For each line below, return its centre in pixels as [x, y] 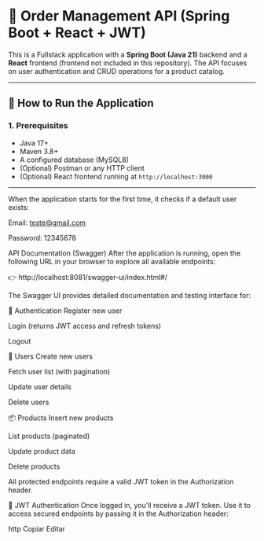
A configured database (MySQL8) [74, 160]
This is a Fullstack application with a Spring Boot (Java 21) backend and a [128, 54]
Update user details [40, 386]
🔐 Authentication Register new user [65, 311]
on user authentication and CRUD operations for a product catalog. [117, 71]
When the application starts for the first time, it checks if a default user [123, 199]
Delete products [34, 466]
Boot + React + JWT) [77, 33]
